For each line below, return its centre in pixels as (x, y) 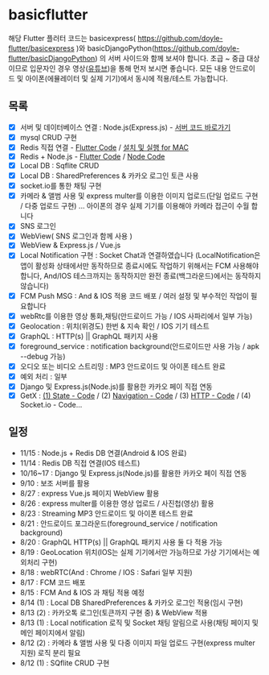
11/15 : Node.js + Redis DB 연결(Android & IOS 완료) (103, 453)
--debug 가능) (43, 356)
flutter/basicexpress (41, 48)
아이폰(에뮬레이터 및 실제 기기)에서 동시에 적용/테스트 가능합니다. (127, 78)
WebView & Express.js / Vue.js (70, 245)
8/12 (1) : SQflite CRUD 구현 (65, 663)
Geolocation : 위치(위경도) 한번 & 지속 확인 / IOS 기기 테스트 (115, 326)
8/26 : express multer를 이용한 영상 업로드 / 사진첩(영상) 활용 (117, 503)
